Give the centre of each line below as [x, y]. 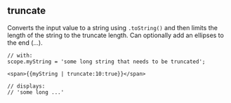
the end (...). [25, 42]
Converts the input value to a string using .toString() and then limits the [112, 27]
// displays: [26, 86]
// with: [20, 55]
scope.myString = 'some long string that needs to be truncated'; [106, 62]
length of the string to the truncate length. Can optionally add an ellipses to [116, 35]
